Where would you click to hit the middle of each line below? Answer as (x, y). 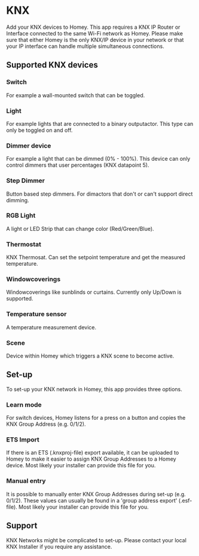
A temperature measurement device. (51, 327)
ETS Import (23, 440)
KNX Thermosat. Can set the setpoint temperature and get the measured (96, 257)
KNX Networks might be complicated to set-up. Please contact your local (97, 540)
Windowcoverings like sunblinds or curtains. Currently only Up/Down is (94, 292)
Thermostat (24, 244)
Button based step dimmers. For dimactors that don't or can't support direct (99, 194)
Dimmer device (29, 146)
